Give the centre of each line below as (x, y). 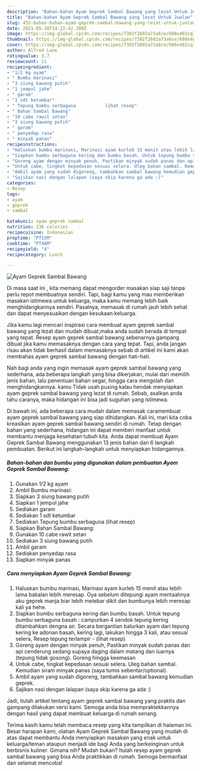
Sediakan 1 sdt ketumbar (45, 515)
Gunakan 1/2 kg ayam (42, 484)
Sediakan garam (35, 509)
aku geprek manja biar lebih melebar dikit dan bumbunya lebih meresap (103, 601)
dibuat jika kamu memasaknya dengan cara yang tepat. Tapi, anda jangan (97, 344)
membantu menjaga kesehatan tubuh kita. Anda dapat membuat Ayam (93, 436)
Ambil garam (31, 547)
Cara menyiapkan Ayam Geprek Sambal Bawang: (69, 573)
